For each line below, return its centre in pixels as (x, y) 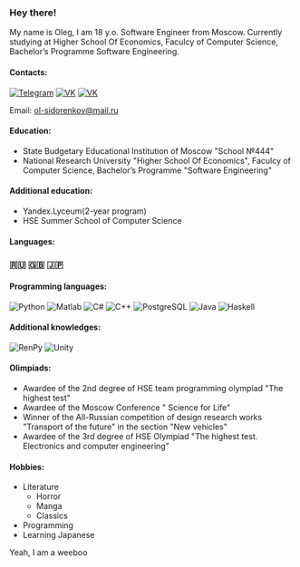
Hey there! (33, 13)
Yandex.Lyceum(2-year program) (84, 211)
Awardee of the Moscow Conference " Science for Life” (126, 408)
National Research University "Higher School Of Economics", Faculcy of (157, 160)
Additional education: (51, 191)
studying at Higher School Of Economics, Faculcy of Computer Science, (144, 42)
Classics (52, 516)
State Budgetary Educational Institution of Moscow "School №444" (148, 150)
